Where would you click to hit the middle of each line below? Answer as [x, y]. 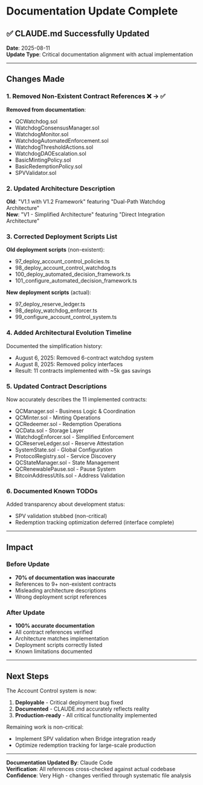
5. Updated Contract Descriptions [56, 386]
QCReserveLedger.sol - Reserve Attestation [69, 443]
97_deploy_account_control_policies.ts [62, 261]
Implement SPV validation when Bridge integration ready [85, 738]
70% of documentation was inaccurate [65, 577]
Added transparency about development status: [66, 504]
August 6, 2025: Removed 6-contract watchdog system [84, 358]
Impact [20, 547]
